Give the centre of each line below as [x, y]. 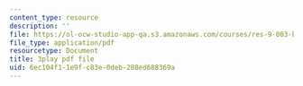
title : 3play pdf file [52, 59]
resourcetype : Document [54, 51]
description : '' [40, 26]
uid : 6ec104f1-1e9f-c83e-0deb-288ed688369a [92, 68]
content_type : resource [54, 17]
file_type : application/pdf [62, 43]
